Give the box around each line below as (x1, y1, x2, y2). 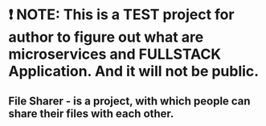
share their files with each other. (8, 107, 174, 120)
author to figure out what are (8, 28, 204, 47)
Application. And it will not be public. (8, 63, 260, 80)
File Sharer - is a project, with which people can (8, 94, 251, 108)
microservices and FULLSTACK (8, 45, 222, 63)
